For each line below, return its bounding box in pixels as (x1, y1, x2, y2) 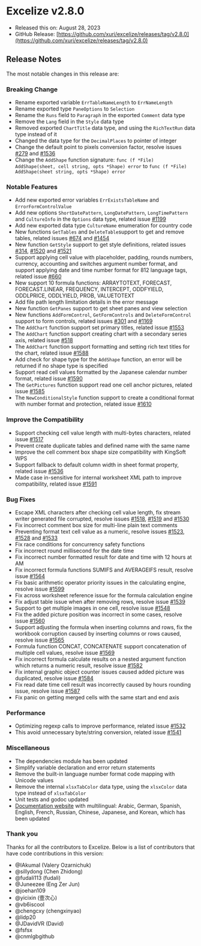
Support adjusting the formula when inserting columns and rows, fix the (14, 623, 193, 631)
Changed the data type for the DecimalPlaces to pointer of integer (14, 137, 177, 145)
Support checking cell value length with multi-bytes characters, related (14, 429, 191, 436)
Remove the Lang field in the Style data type (14, 118, 124, 125)
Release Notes (6, 54, 62, 64)
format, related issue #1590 (14, 375, 83, 382)
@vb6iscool (14, 900, 45, 908)
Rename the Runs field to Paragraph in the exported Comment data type (14, 112, 185, 119)
